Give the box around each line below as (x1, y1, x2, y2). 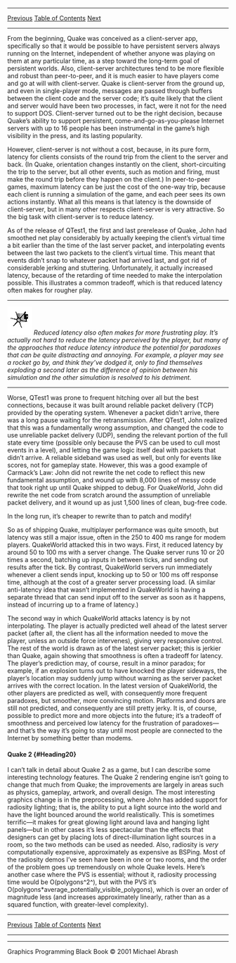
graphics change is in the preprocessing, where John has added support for (7, 795, 228, 804)
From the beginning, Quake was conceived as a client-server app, (7, 35, 198, 42)
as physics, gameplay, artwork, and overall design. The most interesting (7, 788, 216, 797)
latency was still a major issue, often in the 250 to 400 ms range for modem (7, 533, 226, 541)
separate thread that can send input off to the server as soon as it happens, (7, 593, 226, 601)
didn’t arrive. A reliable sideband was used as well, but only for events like (7, 454, 222, 461)
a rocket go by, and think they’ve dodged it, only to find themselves (7, 359, 203, 366)
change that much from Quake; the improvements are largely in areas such (7, 781, 224, 789)
